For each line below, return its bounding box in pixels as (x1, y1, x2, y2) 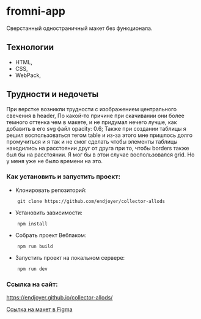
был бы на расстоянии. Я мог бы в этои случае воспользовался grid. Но (6, 151, 195, 158)
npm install (17, 221, 48, 227)
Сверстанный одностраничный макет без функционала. (6, 24, 153, 32)
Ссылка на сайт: (6, 280, 58, 288)
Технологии (6, 42, 54, 53)
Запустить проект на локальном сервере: (15, 254, 125, 261)
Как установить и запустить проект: (6, 172, 121, 181)
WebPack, (15, 71, 42, 79)
